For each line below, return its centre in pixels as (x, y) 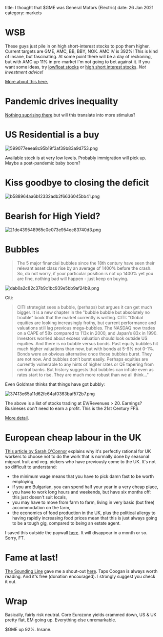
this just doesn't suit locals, (40, 497)
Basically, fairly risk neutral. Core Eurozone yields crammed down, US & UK (81, 615)
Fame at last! (32, 557)
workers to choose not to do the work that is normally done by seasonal (77, 456)
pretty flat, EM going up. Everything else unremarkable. (61, 620)
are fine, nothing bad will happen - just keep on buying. (72, 279)
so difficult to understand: (31, 467)
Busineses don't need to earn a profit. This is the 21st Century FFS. (72, 408)
